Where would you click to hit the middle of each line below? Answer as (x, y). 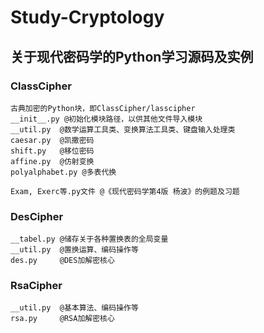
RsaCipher (36, 286)
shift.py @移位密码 (52, 151)
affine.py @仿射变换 (52, 161)
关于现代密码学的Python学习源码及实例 (132, 56)
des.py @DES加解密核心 (62, 261)
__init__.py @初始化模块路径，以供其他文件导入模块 (106, 119)
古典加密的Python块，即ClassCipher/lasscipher (103, 108)
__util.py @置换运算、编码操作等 (74, 250)
